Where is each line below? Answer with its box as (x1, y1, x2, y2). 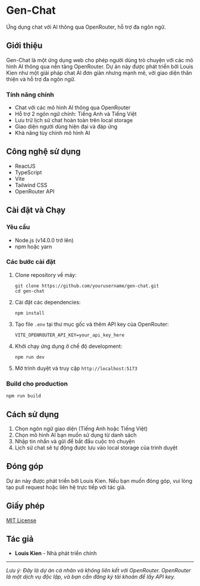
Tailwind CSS (14, 181, 48, 189)
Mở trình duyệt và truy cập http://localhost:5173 (14, 365, 138, 372)
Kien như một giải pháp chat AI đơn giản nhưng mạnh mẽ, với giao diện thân (6, 69, 192, 76)
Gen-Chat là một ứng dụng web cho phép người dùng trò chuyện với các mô (6, 56, 193, 63)
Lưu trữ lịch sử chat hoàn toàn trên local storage (14, 117, 133, 124)
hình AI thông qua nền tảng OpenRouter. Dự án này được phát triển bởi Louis (6, 63, 193, 70)
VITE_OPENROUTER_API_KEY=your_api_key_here (14, 332, 125, 338)
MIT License (6, 517, 37, 524)
